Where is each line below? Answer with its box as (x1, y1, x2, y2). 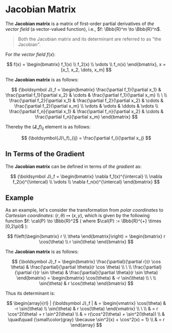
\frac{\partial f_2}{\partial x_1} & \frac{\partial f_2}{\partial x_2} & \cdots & (9, 97, 164, 103)
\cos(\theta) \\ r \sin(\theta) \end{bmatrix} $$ (39, 239, 133, 245)
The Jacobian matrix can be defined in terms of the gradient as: (5, 163, 142, 170)
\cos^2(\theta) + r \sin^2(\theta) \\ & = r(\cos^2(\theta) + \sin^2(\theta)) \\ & (7, 311, 165, 317)
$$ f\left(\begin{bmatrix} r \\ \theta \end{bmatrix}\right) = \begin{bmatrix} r (7, 233, 166, 239)
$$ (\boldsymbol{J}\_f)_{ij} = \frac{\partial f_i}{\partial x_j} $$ (21, 135, 151, 141)
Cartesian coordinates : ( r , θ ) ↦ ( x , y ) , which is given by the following (5, 213, 150, 219)
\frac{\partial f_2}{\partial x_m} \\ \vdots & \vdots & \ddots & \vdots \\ (14, 102, 159, 109)
